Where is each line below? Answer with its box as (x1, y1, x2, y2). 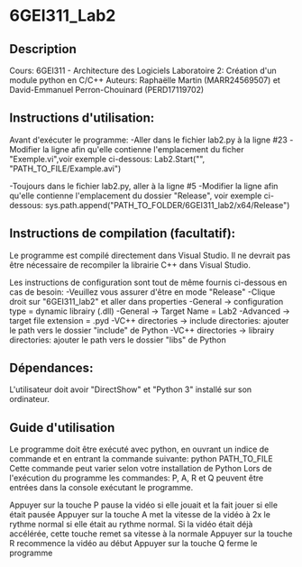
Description (9, 41, 77, 57)
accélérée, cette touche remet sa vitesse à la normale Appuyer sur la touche (9, 528, 293, 539)
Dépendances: (9, 361, 94, 376)
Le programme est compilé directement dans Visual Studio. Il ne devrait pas (9, 250, 291, 261)
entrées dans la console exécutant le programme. (9, 482, 194, 493)
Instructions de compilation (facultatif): (9, 226, 236, 242)
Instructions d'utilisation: (9, 110, 155, 126)
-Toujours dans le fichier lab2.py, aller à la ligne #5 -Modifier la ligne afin (9, 180, 279, 191)
